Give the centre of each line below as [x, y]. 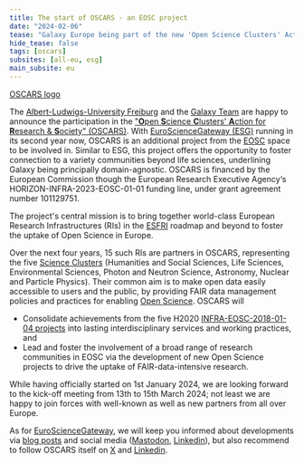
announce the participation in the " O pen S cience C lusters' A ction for [138, 121]
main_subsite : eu [42, 69]
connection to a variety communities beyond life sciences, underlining [140, 159]
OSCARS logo [35, 94]
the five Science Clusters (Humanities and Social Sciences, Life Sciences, [147, 262]
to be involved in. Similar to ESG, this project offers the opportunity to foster [151, 150]
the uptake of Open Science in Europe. [81, 235]
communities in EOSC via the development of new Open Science [143, 357]
